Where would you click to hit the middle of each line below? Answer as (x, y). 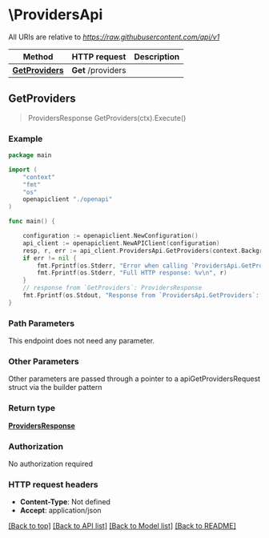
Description (157, 56)
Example (26, 139)
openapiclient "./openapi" (68, 199)
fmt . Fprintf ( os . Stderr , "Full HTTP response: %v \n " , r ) (132, 273)
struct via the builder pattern (55, 387)
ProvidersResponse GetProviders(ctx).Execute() (107, 118)
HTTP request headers (53, 484)
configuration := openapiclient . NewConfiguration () (110, 236)
